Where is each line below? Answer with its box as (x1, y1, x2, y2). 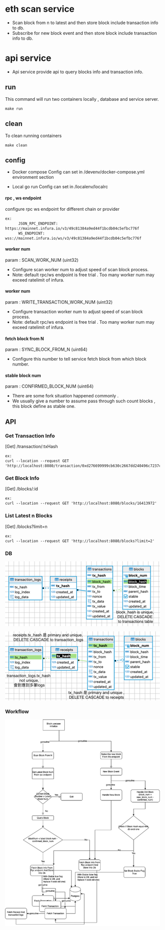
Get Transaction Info (5, 432, 55, 439)
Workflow (5, 708, 29, 715)
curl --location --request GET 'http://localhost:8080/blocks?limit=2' (5, 538, 155, 543)
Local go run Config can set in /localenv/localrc (12, 184, 108, 190)
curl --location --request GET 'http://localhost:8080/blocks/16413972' (5, 501, 157, 506)
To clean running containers (5, 133, 62, 139)
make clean (5, 142, 27, 148)
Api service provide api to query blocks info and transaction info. (12, 69, 143, 75)
